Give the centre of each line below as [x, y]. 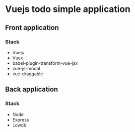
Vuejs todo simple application [68, 9]
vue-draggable [28, 74]
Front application [32, 28]
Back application [32, 89]
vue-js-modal [26, 68]
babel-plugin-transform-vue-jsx [45, 63]
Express [21, 120]
